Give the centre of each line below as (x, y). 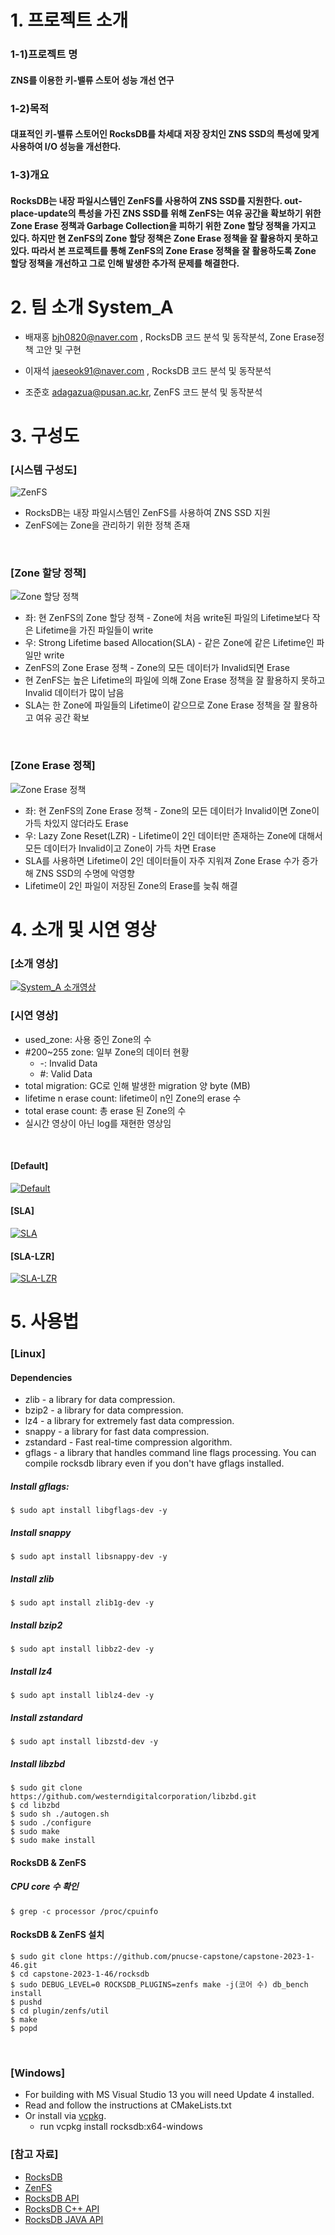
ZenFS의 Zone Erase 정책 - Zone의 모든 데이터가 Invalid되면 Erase (157, 668)
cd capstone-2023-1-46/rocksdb (84, 1974)
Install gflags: (40, 1487)
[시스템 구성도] (44, 469)
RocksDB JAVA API (64, 2219)
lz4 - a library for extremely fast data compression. (129, 1421)
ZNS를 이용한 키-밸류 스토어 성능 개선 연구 (92, 80)
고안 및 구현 (58, 349)
